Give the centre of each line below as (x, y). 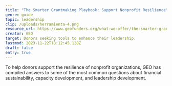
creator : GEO (19, 34)
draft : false (19, 48)
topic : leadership (25, 19)
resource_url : (20, 29)
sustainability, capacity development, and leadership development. (76, 78)
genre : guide (19, 15)
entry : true (18, 52)
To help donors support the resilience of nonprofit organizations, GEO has (83, 67)
